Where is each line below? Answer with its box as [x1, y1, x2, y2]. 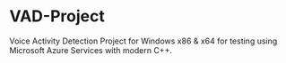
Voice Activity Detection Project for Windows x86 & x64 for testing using [9, 35, 278, 46]
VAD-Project [9, 6, 105, 27]
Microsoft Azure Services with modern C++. [9, 44, 173, 55]
